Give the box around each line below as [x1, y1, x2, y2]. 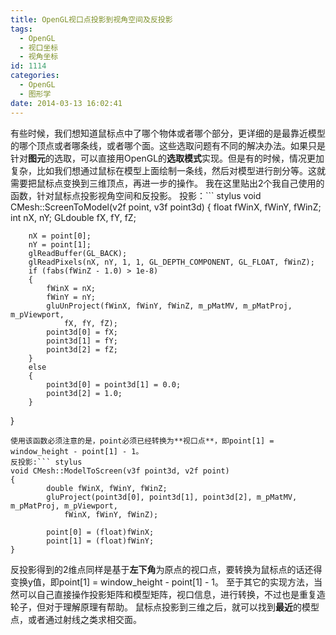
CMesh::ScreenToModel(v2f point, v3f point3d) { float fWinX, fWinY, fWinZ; [10, 201, 322, 213]
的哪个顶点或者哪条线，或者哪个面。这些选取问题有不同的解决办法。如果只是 [10, 139, 326, 151]
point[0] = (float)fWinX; [46, 527, 155, 537]
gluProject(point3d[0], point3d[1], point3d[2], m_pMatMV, [46, 492, 298, 502]
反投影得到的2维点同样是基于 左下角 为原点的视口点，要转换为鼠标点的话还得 [10, 563, 323, 575]
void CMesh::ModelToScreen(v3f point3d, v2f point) [10, 466, 230, 476]
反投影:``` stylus [10, 457, 83, 467]
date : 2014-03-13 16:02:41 [10, 98, 123, 108]
